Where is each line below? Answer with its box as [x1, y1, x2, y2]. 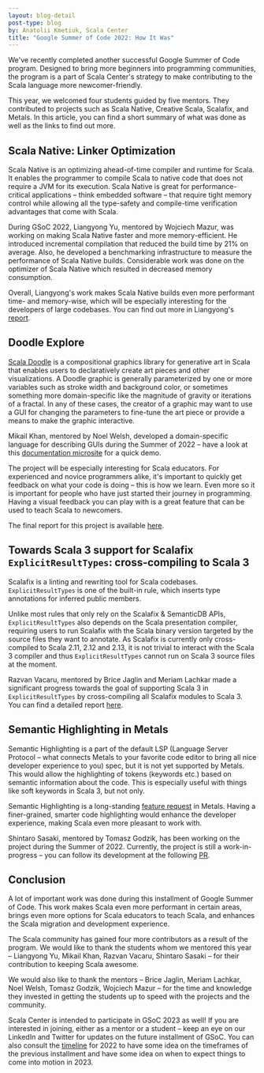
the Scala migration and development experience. [8, 919, 170, 929]
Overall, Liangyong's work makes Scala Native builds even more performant [8, 288, 255, 297]
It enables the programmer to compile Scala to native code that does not [8, 173, 244, 183]
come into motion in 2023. [8, 1057, 94, 1067]
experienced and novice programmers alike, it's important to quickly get [8, 471, 242, 481]
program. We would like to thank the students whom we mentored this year [8, 943, 252, 953]
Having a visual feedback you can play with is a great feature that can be [8, 497, 245, 506]
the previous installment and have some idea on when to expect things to [8, 1049, 246, 1059]
